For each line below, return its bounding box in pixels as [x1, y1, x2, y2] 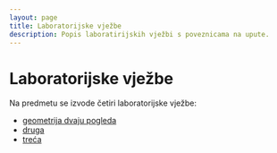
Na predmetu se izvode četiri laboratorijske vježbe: [9, 98, 197, 108]
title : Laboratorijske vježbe [9, 21, 122, 30]
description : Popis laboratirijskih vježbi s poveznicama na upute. [9, 30, 270, 38]
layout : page [9, 13, 58, 22]
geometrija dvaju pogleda [21, 115, 117, 126]
